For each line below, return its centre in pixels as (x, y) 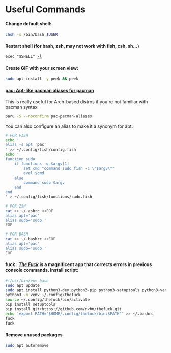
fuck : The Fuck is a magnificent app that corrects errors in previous (79, 264)
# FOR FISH (17, 135)
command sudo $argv (44, 183)
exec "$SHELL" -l (24, 57)
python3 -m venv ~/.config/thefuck (43, 295)
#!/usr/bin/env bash (27, 281)
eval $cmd (34, 173)
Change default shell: (28, 23)
